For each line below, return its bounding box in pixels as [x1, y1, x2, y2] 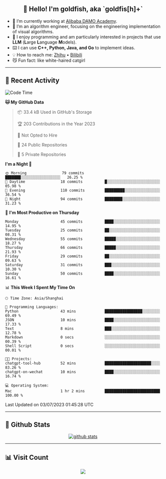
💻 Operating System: [5, 383, 49, 388]
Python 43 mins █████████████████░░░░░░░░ [5, 309, 161, 314]
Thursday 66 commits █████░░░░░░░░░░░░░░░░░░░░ [5, 245, 161, 250]
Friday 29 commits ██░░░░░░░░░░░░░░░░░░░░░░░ [5, 253, 161, 259]
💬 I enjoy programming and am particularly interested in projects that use [12, 34, 161, 40]
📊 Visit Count [5, 453, 48, 462]
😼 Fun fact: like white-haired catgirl [12, 57, 85, 63]
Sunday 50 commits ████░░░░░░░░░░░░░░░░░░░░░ [5, 271, 161, 276]
